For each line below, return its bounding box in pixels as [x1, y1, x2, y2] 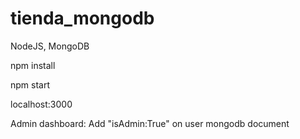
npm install [10, 59, 56, 71]
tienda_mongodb [10, 7, 155, 30]
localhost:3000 [10, 98, 73, 110]
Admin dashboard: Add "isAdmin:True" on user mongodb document [10, 117, 290, 129]
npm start [10, 78, 51, 91]
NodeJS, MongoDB [10, 40, 90, 52]
